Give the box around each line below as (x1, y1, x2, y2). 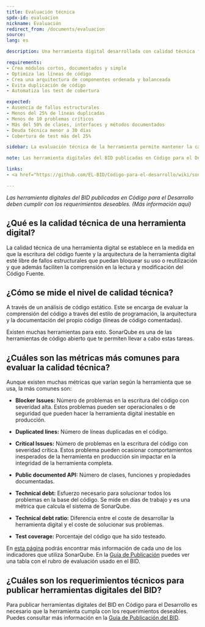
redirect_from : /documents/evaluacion (6, 26, 105, 32)
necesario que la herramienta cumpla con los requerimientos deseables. (6, 607, 188, 615)
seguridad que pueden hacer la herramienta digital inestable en (15, 410, 175, 417)
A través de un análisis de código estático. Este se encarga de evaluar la (6, 304, 189, 311)
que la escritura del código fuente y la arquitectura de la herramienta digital (6, 250, 196, 257)
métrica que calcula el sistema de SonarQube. (15, 502, 131, 510)
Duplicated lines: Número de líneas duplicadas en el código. (15, 428, 168, 436)
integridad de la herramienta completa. (15, 460, 113, 467)
